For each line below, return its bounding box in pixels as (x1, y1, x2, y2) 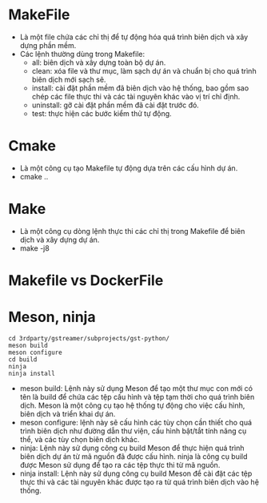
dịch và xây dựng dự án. (19, 235, 100, 244)
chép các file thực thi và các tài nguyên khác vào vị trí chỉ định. (31, 91, 241, 101)
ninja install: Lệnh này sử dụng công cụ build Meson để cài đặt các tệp (19, 469, 253, 478)
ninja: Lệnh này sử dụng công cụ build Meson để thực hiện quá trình (19, 443, 245, 453)
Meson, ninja (8, 308, 96, 326)
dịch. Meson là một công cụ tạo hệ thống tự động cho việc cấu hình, (19, 400, 245, 410)
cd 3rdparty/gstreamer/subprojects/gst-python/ (8, 334, 170, 342)
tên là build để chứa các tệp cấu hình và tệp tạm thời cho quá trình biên (19, 392, 255, 401)
